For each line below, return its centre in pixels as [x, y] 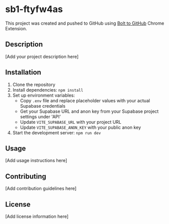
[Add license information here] [37, 216]
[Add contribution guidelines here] [41, 189]
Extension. [16, 28]
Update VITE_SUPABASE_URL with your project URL [71, 122]
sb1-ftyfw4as [34, 9]
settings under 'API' [41, 116]
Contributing [26, 176]
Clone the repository [34, 85]
